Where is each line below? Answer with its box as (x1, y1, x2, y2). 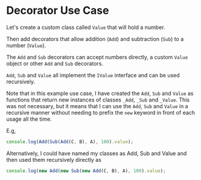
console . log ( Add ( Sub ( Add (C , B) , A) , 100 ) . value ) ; (6, 138, 134, 145)
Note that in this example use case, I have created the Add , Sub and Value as (6, 89, 194, 97)
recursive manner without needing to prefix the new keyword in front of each (6, 109, 195, 116)
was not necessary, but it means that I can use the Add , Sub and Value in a (6, 102, 188, 109)
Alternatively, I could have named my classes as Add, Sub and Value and (6, 149, 187, 157)
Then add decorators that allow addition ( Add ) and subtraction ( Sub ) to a (6, 35, 184, 42)
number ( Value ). (6, 42, 46, 49)
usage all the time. (6, 115, 53, 123)
